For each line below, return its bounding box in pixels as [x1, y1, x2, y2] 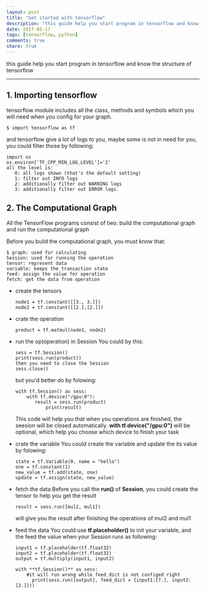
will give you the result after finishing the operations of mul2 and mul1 [15, 514, 191, 522]
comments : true [6, 37, 45, 44]
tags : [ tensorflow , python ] [6, 32, 78, 38]
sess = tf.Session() [15, 349, 68, 356]
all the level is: [6, 164, 53, 171]
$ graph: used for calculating [6, 249, 86, 255]
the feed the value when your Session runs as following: [15, 533, 158, 540]
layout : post [6, 9, 40, 15]
